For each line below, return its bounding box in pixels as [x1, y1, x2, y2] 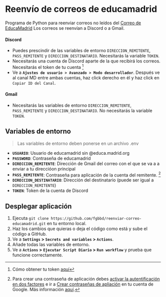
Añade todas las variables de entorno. [12, 241, 90, 247]
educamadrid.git [12, 222, 46, 227]
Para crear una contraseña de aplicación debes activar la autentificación [12, 276, 160, 282]
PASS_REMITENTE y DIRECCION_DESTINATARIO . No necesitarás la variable [12, 108, 153, 114]
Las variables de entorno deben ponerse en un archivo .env [17, 140, 139, 146]
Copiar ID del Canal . [12, 80, 56, 86]
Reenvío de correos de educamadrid [5, 3, 157, 15]
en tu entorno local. [46, 221, 86, 227]
